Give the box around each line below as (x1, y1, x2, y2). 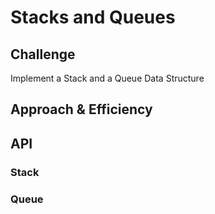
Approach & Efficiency (10, 101, 153, 118)
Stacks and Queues (10, 6, 176, 29)
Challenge (10, 46, 76, 63)
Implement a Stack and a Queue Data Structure (10, 72, 205, 84)
